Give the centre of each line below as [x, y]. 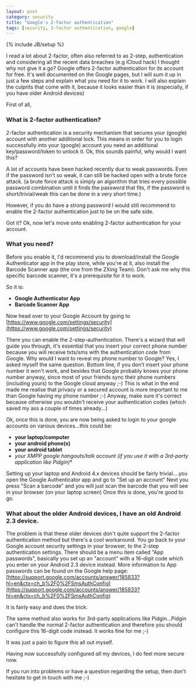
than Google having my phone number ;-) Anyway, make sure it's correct [94, 396]
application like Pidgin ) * [44, 462]
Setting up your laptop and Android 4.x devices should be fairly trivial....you [97, 473]
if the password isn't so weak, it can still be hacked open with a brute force [97, 175]
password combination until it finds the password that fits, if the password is [98, 188]
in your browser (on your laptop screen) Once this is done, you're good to [95, 492]
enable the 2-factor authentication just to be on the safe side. [80, 211]
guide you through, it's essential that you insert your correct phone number [97, 346]
